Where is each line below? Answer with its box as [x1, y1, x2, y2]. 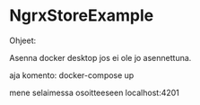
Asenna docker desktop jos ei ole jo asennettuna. [9, 52, 192, 63]
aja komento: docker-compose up [9, 69, 135, 81]
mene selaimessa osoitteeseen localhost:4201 [9, 87, 179, 98]
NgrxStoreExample [9, 5, 154, 26]
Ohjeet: [9, 35, 37, 46]
